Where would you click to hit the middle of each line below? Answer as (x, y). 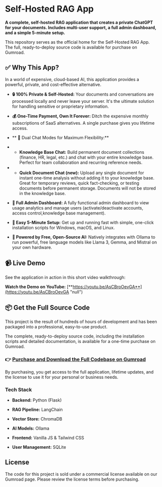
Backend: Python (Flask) (37, 400)
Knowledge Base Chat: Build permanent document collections (82, 152)
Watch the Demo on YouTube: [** (39, 287)
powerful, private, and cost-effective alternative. (53, 84)
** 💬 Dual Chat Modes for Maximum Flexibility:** (60, 137)
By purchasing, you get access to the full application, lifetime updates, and (79, 372)
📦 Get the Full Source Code (48, 307)
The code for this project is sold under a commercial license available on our (81, 474)
